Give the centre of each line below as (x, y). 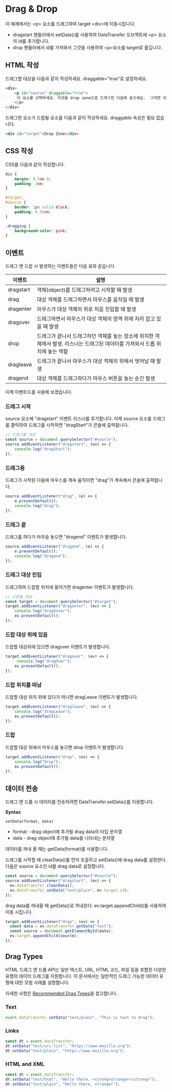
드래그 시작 (18, 407)
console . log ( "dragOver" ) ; (44, 661)
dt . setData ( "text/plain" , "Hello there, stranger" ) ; (63, 1084)
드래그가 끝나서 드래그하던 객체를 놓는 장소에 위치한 (95, 336)
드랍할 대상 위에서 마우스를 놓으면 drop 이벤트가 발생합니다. (65, 747)
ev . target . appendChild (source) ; (45, 936)
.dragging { (18, 226)
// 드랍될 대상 (19, 597)
